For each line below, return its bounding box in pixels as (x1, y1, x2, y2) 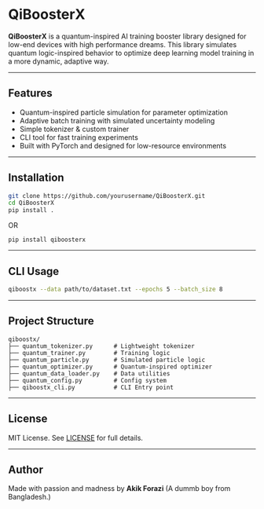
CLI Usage (8, 265, 60, 278)
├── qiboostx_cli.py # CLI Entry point (8, 383, 174, 391)
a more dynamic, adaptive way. (8, 57, 109, 66)
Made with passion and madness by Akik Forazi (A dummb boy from (8, 484, 231, 493)
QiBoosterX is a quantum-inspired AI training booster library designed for (8, 31, 247, 41)
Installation (8, 171, 64, 185)
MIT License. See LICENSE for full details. (8, 433, 144, 442)
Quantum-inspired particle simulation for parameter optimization (19, 108, 229, 117)
